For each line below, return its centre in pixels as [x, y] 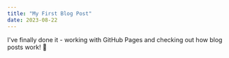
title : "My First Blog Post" [50, 13]
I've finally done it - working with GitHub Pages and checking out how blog [115, 39]
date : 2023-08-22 [32, 20]
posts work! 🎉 [27, 47]
